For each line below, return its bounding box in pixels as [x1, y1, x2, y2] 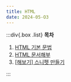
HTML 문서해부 [14, 51, 51, 58]
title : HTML [6, 8, 35, 15]
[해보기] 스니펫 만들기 [14, 58, 65, 65]
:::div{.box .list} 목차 [6, 31, 54, 38]
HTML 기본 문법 [14, 44, 52, 51]
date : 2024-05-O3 [6, 14, 49, 20]
